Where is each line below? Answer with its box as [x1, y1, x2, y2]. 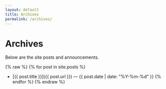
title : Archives [5, 12, 39, 17]
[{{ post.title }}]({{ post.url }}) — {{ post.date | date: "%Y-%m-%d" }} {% [12, 74, 162, 80]
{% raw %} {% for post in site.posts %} [5, 64, 86, 70]
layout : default [5, 7, 39, 12]
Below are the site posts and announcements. [5, 54, 99, 60]
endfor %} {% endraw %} [12, 79, 65, 85]
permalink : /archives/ [5, 16, 52, 21]
